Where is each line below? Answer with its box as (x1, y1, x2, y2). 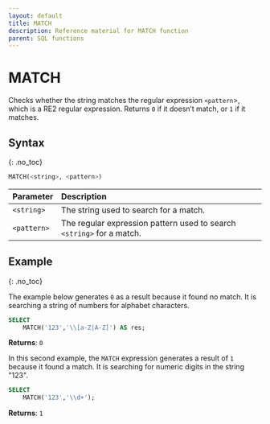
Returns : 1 (8, 408, 43, 418)
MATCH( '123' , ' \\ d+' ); (22, 393, 95, 402)
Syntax (8, 136, 45, 150)
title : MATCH (8, 19, 52, 27)
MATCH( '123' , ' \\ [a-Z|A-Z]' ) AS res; (22, 323, 146, 331)
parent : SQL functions (8, 34, 84, 43)
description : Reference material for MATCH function (8, 27, 189, 35)
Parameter (12, 191, 54, 202)
